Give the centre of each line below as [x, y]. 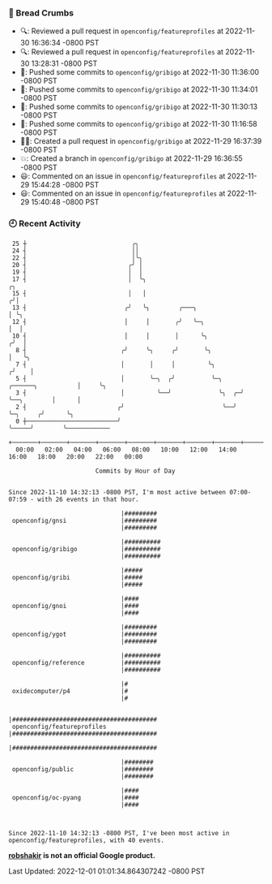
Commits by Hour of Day [135, 471]
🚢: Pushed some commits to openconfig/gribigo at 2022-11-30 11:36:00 [140, 72]
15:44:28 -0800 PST [65, 185]
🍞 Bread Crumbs [41, 13]
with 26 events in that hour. [88, 499]
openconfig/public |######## [83, 769]
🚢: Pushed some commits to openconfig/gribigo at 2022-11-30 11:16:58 [138, 124]
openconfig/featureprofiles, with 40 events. [86, 840]
